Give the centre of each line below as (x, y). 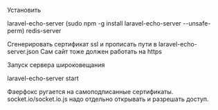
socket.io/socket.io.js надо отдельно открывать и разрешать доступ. (108, 99)
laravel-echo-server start (43, 78)
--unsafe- (197, 23)
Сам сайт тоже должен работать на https (101, 52)
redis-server (44, 31)
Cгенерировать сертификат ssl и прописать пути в (82, 44)
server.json (23, 52)
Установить (24, 10)
